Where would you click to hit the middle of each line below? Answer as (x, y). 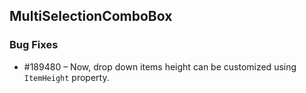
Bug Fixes (34, 45)
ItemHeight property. (66, 77)
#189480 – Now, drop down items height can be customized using (160, 66)
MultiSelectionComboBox (91, 16)
